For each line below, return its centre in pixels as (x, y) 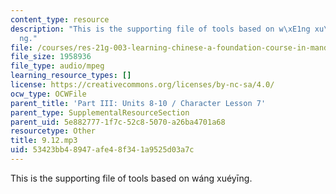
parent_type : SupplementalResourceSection (100, 112)
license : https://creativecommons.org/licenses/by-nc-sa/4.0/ (142, 85)
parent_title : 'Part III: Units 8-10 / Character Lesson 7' (138, 103)
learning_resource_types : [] (71, 76)
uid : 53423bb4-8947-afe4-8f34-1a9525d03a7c (102, 150)
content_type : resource (60, 19)
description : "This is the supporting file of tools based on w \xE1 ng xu (167, 29)
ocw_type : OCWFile (48, 94)
